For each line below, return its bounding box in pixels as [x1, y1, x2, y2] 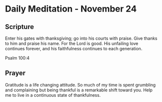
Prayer [5, 69, 26, 77]
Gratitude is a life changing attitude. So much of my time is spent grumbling [5, 82, 156, 87]
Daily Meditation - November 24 [5, 3, 137, 15]
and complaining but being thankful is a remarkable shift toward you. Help [5, 87, 153, 93]
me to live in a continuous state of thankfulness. [5, 92, 101, 98]
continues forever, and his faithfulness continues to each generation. [5, 46, 143, 51]
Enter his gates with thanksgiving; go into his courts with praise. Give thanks [5, 35, 158, 41]
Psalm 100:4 [5, 55, 30, 61]
